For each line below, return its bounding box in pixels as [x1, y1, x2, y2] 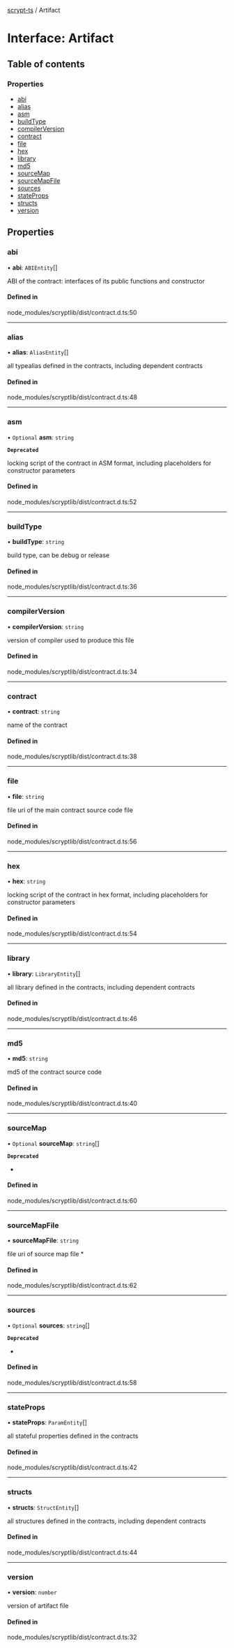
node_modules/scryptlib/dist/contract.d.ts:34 [7, 667, 138, 676]
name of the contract [7, 721, 68, 729]
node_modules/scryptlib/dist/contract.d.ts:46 [7, 1014, 138, 1022]
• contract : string [7, 707, 61, 716]
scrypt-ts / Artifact [7, 6, 61, 14]
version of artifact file [7, 1602, 69, 1610]
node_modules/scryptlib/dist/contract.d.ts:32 [7, 1633, 137, 1642]
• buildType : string [7, 538, 65, 546]
